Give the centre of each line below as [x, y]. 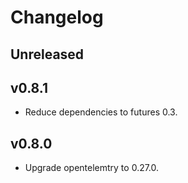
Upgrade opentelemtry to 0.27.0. [92, 168]
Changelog [57, 17]
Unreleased [47, 54]
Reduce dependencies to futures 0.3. [101, 112]
